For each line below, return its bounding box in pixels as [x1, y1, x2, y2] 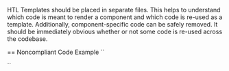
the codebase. [7, 35, 48, 43]
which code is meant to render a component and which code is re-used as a [7, 13, 223, 21]
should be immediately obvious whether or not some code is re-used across [7, 27, 223, 35]
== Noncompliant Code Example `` [7, 48, 105, 56]
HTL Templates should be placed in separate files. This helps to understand [7, 6, 221, 14]
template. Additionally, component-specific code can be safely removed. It [7, 20, 218, 28]
